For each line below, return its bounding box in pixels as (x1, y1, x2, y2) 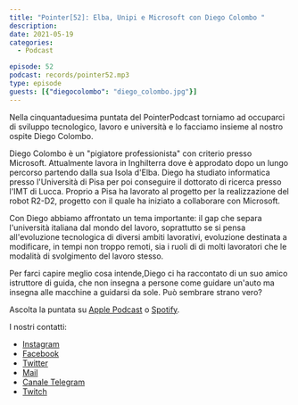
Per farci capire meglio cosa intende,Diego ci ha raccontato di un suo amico (9, 268, 288, 278)
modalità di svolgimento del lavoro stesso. (9, 251, 164, 261)
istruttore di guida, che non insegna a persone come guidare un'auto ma (9, 277, 275, 288)
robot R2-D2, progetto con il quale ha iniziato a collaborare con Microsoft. (9, 195, 281, 206)
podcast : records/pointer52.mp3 (9, 70, 129, 80)
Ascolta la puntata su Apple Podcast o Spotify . (9, 304, 180, 315)
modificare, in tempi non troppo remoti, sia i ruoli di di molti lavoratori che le (9, 241, 287, 252)
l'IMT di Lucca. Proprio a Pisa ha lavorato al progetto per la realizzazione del (9, 186, 290, 196)
